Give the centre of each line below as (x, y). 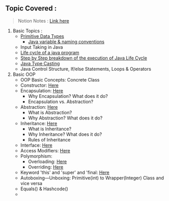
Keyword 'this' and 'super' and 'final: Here (65, 172)
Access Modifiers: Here (45, 150)
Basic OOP (24, 74)
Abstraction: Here (39, 107)
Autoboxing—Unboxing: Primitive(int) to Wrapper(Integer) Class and (92, 178)
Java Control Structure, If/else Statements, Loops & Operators (86, 69)
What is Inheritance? (50, 129)
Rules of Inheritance (49, 139)
